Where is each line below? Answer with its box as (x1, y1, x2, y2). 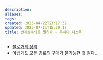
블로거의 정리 (12, 44, 38, 49)
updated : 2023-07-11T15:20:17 (5, 25, 67, 30)
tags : (5, 16, 16, 21)
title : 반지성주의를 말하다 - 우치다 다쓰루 (5, 30, 82, 35)
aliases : (5, 12, 23, 17)
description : (5, 7, 32, 12)
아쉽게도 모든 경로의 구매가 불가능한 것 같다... (12, 50, 99, 56)
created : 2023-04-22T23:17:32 (5, 20, 67, 26)
